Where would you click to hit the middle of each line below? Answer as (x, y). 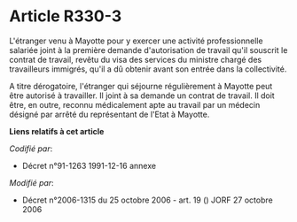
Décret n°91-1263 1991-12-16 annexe (89, 165)
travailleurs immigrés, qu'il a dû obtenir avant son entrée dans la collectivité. (148, 69)
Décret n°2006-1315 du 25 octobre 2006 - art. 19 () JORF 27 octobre (147, 200)
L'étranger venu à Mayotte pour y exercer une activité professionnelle (136, 41)
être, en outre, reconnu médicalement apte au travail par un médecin (135, 104)
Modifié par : (32, 182)
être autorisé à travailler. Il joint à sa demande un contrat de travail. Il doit (142, 96)
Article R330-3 (66, 16)
